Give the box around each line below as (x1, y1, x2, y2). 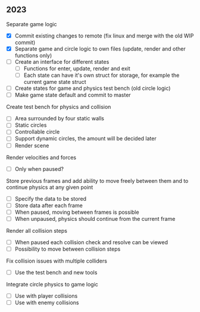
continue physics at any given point (6, 183, 93, 191)
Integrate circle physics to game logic (6, 281, 98, 288)
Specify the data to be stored (14, 195, 87, 202)
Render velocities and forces (6, 154, 76, 161)
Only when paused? (14, 165, 64, 172)
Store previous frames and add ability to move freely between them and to (6, 177, 189, 184)
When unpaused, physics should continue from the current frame (14, 215, 176, 222)
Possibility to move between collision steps (14, 245, 121, 252)
